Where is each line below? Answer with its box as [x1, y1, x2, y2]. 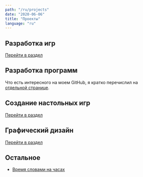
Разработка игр [5, 39, 55, 47]
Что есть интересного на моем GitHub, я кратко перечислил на [5, 79, 138, 85]
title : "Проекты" [5, 16, 41, 21]
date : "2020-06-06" [5, 12, 45, 17]
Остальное [5, 153, 41, 162]
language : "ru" [5, 21, 36, 26]
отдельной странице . [5, 85, 50, 90]
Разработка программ [5, 66, 78, 75]
